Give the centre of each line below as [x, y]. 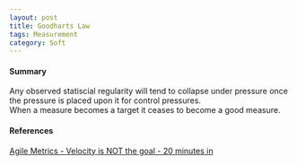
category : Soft [38, 43]
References [31, 131]
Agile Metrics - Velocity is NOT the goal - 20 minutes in [111, 151]
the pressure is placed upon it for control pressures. [105, 100]
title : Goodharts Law [50, 26]
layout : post [34, 17]
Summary [28, 71]
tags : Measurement [44, 34]
